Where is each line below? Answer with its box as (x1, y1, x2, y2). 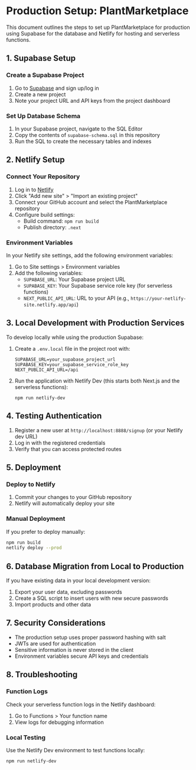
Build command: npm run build (23, 217, 99, 224)
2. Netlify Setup (6, 155, 65, 165)
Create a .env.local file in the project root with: (14, 345, 130, 352)
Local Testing (6, 733, 46, 742)
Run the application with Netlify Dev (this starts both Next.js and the (14, 377, 180, 384)
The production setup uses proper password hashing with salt (14, 634, 166, 641)
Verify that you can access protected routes (14, 445, 122, 452)
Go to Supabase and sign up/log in (14, 84, 99, 92)
